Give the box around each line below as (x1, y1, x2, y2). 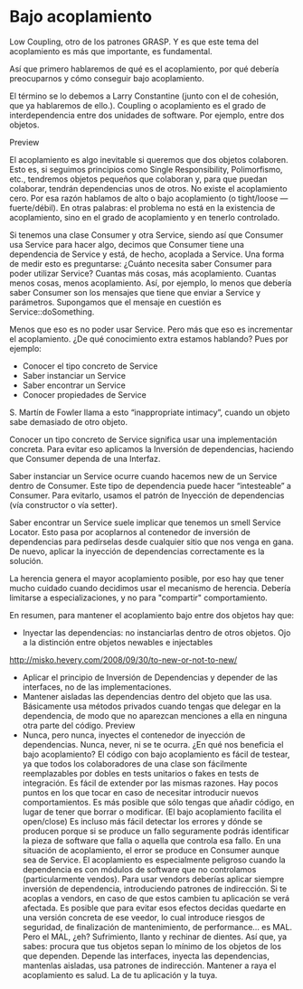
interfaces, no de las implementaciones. (22, 681, 172, 692)
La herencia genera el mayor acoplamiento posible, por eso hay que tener (9, 572, 285, 584)
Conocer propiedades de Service (22, 389, 147, 400)
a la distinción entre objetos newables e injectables (22, 636, 213, 647)
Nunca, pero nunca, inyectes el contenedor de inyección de (22, 730, 246, 740)
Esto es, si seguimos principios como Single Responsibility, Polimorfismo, (9, 164, 283, 174)
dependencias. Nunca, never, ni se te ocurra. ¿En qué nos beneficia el (22, 739, 284, 749)
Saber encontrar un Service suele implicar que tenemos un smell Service (9, 517, 281, 528)
